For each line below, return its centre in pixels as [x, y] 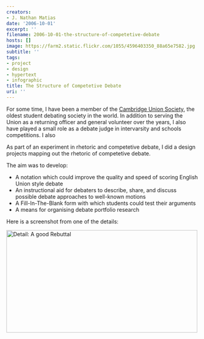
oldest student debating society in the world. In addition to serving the [95, 115]
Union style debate [39, 184]
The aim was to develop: [37, 165]
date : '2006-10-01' [31, 23]
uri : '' [16, 92]
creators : [19, 12]
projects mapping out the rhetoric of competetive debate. [78, 153]
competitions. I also [31, 135]
